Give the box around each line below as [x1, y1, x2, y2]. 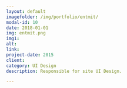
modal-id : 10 [6, 19, 38, 25]
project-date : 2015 [6, 52, 54, 58]
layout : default [6, 8, 46, 15]
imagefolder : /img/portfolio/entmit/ [6, 14, 99, 20]
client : [6, 57, 25, 63]
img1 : [6, 36, 19, 41]
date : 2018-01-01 [6, 24, 49, 31]
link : [6, 47, 19, 52]
